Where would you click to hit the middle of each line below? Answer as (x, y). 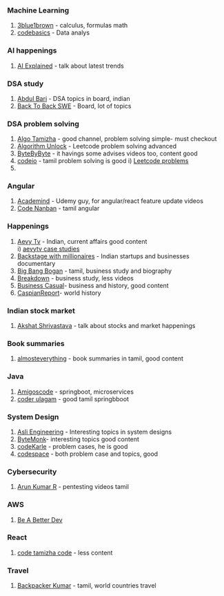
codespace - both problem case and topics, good (88, 454)
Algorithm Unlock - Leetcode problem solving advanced (97, 146)
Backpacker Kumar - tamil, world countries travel (86, 586)
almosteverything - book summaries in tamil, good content (100, 358)
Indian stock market (41, 311)
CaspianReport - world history (59, 293)
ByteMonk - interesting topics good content (78, 439)
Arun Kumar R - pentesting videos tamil (73, 487)
